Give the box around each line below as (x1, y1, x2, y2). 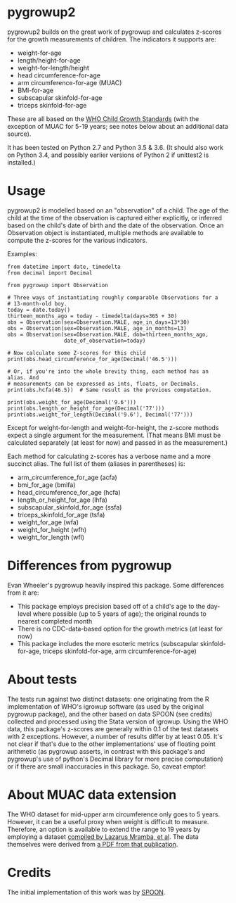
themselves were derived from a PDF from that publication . (7, 840, 178, 848)
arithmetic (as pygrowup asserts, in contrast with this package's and (7, 747, 206, 755)
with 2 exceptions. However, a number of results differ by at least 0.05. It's (7, 732, 223, 740)
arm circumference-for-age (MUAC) (17, 78, 122, 87)
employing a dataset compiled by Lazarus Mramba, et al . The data (7, 832, 199, 841)
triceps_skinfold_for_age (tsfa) (17, 510, 105, 519)
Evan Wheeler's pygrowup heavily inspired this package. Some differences (7, 581, 225, 589)
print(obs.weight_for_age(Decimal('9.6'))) (7, 398, 137, 405)
